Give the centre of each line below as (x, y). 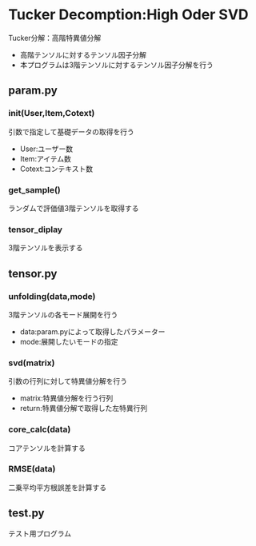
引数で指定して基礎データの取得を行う (71, 132)
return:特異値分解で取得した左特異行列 (84, 409)
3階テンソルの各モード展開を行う (63, 314)
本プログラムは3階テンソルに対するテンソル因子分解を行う (117, 65)
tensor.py (33, 273)
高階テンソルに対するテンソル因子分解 (83, 54)
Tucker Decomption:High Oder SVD (129, 15)
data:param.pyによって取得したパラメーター (92, 331)
